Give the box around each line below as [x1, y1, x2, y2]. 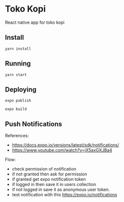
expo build [5, 107, 27, 112]
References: [5, 133, 29, 139]
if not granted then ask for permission [12, 171, 87, 177]
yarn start [5, 72, 27, 77]
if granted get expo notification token [12, 176, 86, 182]
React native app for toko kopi [5, 19, 65, 25]
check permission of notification [12, 166, 76, 172]
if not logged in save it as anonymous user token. [12, 186, 110, 192]
